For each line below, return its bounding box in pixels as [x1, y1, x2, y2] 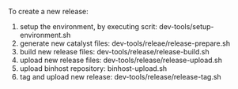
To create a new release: [8, 7, 89, 16]
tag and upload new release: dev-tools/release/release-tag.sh [19, 72, 221, 81]
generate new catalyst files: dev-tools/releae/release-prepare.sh [19, 39, 231, 48]
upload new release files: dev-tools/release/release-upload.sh [19, 55, 223, 65]
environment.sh [19, 31, 71, 39]
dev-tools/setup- [159, 22, 215, 31]
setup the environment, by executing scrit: [19, 22, 158, 31]
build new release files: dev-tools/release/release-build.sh [19, 47, 210, 56]
